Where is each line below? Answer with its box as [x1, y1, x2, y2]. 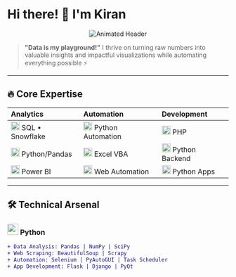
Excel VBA [93, 149, 129, 159]
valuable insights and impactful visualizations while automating [24, 51, 207, 59]
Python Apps [172, 167, 216, 176]
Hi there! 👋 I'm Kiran [7, 6, 126, 22]
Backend [161, 153, 191, 163]
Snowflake [11, 131, 46, 141]
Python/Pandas [21, 149, 72, 159]
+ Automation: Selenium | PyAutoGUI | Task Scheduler [7, 257, 169, 264]
